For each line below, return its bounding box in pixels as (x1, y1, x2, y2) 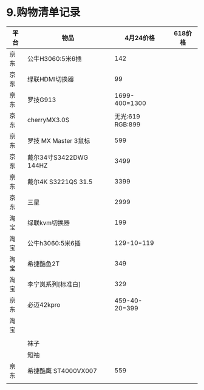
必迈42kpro (27, 300, 61, 309)
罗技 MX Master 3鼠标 (27, 136, 90, 145)
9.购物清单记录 (6, 5, 81, 19)
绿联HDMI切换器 (27, 75, 74, 83)
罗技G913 (27, 95, 56, 104)
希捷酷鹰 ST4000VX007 (27, 366, 97, 375)
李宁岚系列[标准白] (27, 280, 81, 289)
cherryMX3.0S (27, 115, 70, 124)
